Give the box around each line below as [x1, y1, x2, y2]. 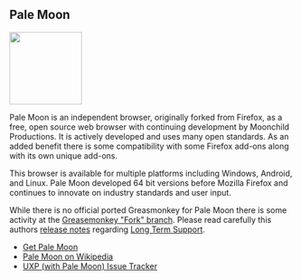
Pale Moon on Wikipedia [22, 251, 114, 262]
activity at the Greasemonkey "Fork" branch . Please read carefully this [9, 214, 272, 225]
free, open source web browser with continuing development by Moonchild [9, 121, 290, 132]
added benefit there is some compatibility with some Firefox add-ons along [9, 140, 289, 151]
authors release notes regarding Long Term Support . [9, 224, 206, 235]
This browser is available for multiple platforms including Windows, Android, [9, 168, 293, 179]
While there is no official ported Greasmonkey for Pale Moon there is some [9, 204, 287, 216]
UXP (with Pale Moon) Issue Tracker [22, 260, 158, 271]
